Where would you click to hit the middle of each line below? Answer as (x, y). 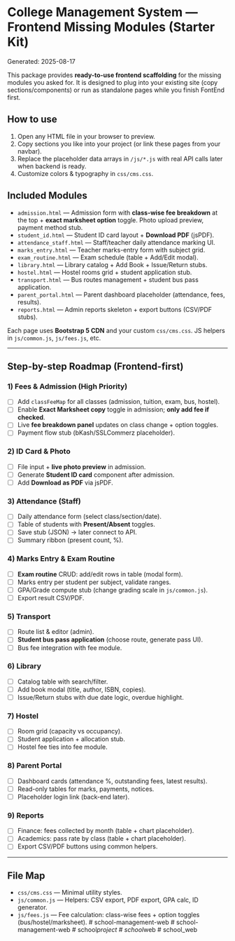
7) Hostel (23, 716)
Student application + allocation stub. (71, 739)
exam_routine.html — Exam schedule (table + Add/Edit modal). (108, 257)
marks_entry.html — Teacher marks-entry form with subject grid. (111, 250)
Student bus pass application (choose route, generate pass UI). (110, 639)
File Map (26, 875)
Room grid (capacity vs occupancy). (70, 731)
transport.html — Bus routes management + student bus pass (108, 279)
